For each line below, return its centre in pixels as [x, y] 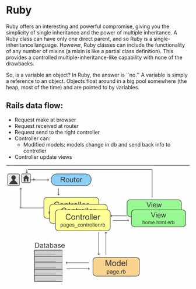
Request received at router [46, 126]
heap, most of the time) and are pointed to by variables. [73, 87]
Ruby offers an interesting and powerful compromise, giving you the [88, 26]
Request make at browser [45, 120]
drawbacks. [20, 63]
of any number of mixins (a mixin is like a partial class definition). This [90, 51]
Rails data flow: [34, 106]
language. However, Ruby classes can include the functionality [110, 45]
